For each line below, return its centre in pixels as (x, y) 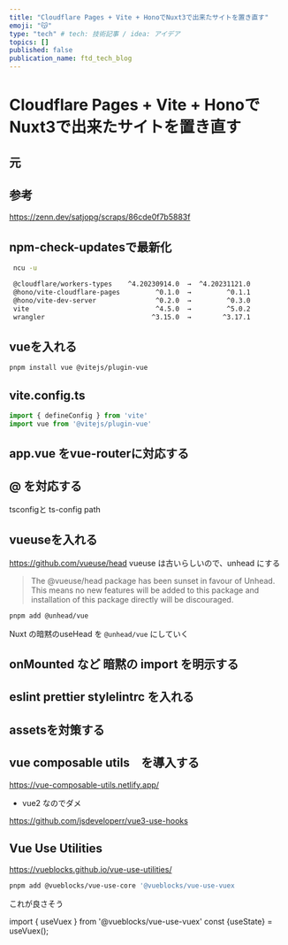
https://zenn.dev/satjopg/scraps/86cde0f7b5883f (100, 217)
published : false (41, 50)
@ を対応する (45, 486)
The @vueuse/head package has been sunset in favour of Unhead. (153, 580)
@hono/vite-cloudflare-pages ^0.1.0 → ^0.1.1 (132, 292)
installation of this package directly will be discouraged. (132, 599)
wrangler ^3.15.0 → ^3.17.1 (132, 317)
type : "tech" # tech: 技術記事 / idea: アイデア (95, 34)
